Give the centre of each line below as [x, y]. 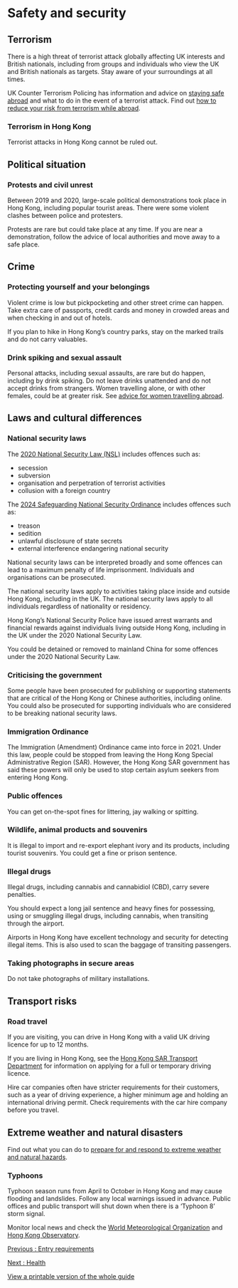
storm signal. [26, 1214]
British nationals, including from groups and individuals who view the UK [113, 64]
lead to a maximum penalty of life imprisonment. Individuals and [101, 570]
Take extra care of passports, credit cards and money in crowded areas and [118, 310]
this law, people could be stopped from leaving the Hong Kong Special [110, 755]
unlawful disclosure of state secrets [70, 541]
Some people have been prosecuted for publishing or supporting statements [119, 690]
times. [16, 79]
